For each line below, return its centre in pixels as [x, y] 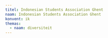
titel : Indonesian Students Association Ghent [54, 10]
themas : [13, 23]
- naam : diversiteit [31, 28]
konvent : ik [17, 19]
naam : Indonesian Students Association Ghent [53, 14]
